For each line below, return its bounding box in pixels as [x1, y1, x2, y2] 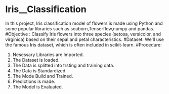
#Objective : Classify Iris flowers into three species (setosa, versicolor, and [5, 31, 161, 37]
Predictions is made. [12, 78, 56, 84]
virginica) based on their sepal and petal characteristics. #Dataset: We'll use [5, 36, 164, 42]
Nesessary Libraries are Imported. [12, 52, 84, 58]
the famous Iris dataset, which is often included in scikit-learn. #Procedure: [5, 41, 162, 48]
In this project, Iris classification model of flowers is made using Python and [5, 20, 163, 26]
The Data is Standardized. [12, 67, 67, 74]
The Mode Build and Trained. [12, 73, 73, 79]
